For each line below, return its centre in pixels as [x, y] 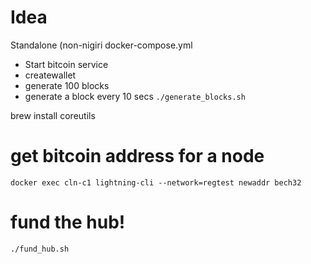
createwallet [50, 75]
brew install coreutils [53, 115]
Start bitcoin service [66, 64]
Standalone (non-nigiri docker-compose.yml [101, 45]
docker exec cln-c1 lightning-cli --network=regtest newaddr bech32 [156, 182]
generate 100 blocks [67, 85]
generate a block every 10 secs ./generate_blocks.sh [135, 96]
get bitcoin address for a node [137, 156]
